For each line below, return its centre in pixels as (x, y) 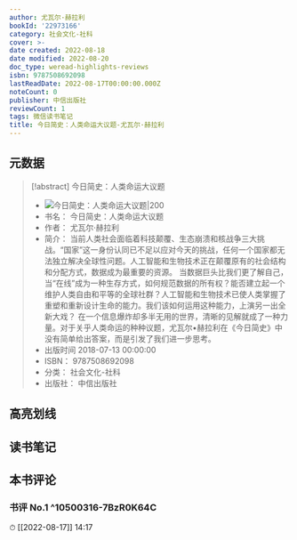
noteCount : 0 (33, 92)
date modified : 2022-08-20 (59, 59)
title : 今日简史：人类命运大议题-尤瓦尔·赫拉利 (87, 125)
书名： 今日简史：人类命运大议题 (104, 216)
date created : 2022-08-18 (57, 51)
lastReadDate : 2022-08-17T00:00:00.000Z (85, 84)
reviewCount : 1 (37, 109)
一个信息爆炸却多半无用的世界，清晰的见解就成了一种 (183, 316)
